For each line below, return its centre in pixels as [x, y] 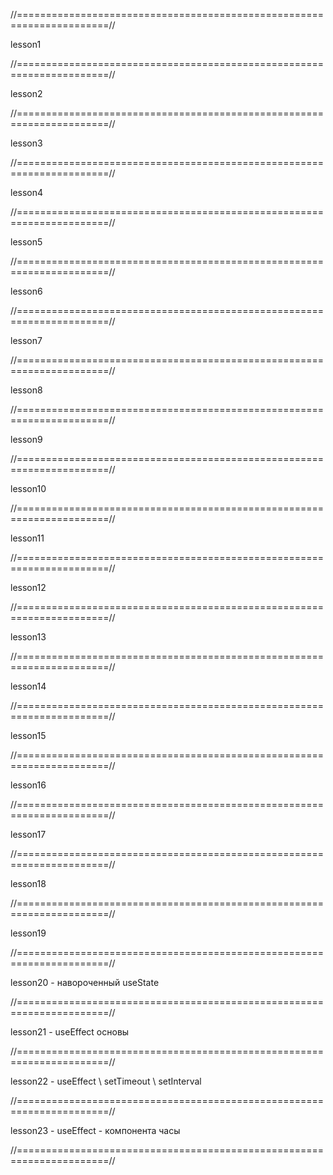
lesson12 [28, 587]
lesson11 [27, 538]
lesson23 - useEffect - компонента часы [95, 1130]
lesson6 [26, 291]
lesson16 [28, 785]
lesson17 [28, 834]
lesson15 [28, 735]
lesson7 [26, 340]
